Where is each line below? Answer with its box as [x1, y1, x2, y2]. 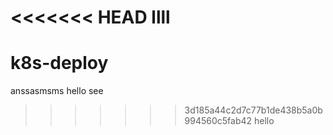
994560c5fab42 [184, 115, 253, 127]
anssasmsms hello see [10, 85, 104, 97]
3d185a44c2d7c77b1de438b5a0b [184, 104, 323, 116]
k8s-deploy [10, 52, 109, 75]
